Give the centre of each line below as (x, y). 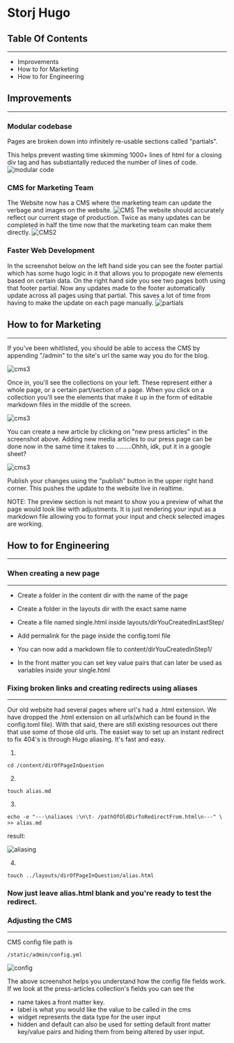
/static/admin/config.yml (45, 955)
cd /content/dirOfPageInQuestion (56, 765)
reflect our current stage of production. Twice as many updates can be (109, 218)
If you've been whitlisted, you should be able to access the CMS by (104, 348)
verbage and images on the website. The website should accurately (116, 210)
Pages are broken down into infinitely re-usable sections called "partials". (112, 141)
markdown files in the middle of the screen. (70, 405)
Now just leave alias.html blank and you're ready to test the (110, 893)
